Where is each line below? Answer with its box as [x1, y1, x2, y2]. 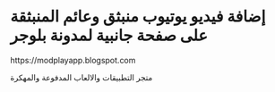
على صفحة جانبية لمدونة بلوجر [10, 25, 209, 46]
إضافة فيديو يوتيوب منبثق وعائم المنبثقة [10, 6, 266, 27]
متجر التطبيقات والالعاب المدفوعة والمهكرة [10, 71, 153, 82]
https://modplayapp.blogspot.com [10, 54, 136, 65]
